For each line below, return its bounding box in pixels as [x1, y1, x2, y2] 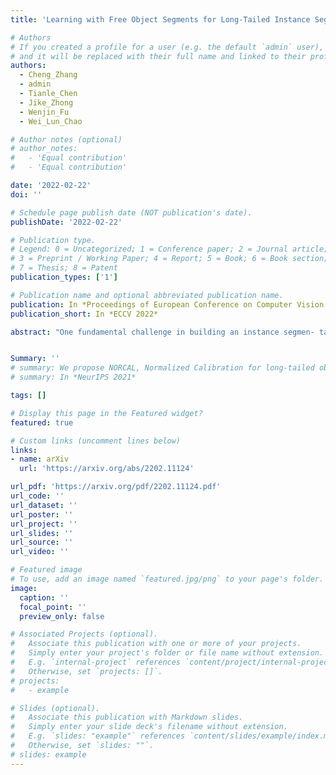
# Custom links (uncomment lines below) [10, 436, 182, 446]
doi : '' [10, 189, 43, 200]
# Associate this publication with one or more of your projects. [10, 639, 302, 649]
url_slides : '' [10, 528, 74, 538]
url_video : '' [10, 547, 70, 557]
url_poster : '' [10, 509, 74, 520]
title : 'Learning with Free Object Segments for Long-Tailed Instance [10, 14, 311, 25]
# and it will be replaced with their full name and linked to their [10, 51, 307, 61]
